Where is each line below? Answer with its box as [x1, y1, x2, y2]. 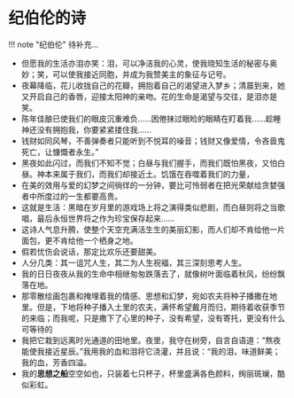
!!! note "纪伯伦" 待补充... [8, 39, 99, 50]
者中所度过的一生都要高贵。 [20, 191, 123, 201]
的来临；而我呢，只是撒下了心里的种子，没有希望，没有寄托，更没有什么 [20, 312, 285, 324]
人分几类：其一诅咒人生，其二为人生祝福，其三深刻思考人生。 [20, 257, 247, 268]
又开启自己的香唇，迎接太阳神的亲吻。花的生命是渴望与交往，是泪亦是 [20, 90, 278, 102]
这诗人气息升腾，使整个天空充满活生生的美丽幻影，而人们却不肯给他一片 [20, 223, 285, 235]
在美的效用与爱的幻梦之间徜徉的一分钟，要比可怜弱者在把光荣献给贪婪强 [20, 179, 285, 191]
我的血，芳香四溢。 [20, 356, 92, 368]
